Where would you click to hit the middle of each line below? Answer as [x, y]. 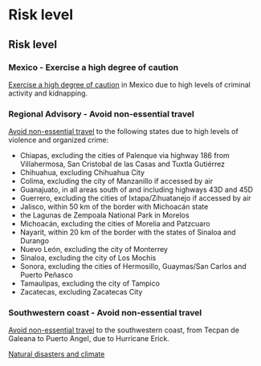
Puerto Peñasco [47, 275]
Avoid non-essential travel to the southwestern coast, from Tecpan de [124, 330]
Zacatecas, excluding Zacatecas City [81, 292]
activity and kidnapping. [48, 93]
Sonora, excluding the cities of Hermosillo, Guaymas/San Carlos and [133, 266]
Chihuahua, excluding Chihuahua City [82, 173]
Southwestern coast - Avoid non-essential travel [105, 313]
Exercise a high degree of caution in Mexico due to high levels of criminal [129, 84]
